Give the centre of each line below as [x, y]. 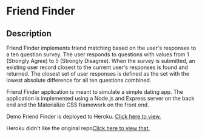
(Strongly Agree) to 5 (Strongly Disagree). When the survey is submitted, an [101, 61]
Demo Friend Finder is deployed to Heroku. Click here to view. [84, 117]
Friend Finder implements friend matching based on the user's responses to [101, 48]
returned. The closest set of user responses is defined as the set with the [98, 74]
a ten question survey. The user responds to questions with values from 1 [98, 54]
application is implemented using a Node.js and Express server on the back [100, 98]
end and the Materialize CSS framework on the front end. [78, 105]
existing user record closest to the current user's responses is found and [97, 67]
